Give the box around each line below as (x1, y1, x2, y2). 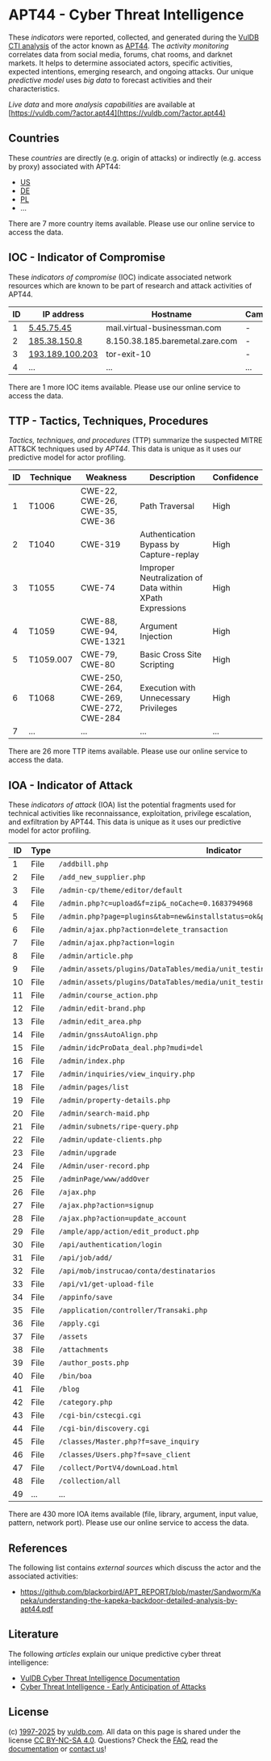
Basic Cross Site (140, 649, 202, 660)
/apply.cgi (58, 1319, 101, 1328)
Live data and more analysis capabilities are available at (8, 99, 195, 109)
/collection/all (58, 1477, 121, 1486)
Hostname (151, 309, 192, 320)
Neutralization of (140, 572, 203, 583)
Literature (8, 1628, 59, 1641)
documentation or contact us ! (8, 1743, 107, 1754)
